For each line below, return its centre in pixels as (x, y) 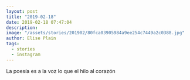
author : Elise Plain (31, 38)
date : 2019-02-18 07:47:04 (39, 22)
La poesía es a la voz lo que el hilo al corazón (61, 71)
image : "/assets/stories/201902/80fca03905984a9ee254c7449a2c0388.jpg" (95, 33)
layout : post (22, 11)
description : (22, 28)
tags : (13, 44)
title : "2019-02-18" (31, 17)
